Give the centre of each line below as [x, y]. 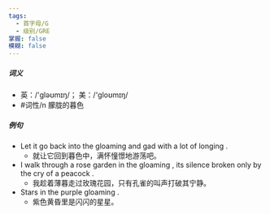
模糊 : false [27, 46]
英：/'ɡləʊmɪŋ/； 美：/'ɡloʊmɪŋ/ [74, 95]
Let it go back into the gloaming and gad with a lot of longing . [124, 146]
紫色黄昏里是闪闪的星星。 [75, 202]
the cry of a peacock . [57, 173]
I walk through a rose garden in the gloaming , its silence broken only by [141, 165]
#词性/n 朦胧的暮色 [52, 105]
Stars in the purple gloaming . [70, 192]
